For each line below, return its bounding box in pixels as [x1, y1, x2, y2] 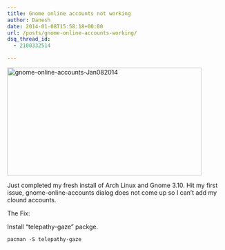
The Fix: [7, 209, 30, 218]
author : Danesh [7, 17, 51, 23]
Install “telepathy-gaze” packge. [7, 222, 99, 231]
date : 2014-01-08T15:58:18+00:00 [7, 23, 104, 30]
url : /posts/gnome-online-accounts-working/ [7, 29, 137, 37]
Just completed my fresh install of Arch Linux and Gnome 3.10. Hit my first [7, 181, 218, 189]
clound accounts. [7, 196, 57, 204]
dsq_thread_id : [7, 36, 51, 43]
